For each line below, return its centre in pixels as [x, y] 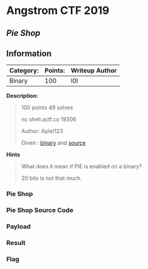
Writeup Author [94, 70]
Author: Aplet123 [42, 131]
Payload [18, 226]
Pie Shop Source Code [40, 210]
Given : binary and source [53, 143]
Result [16, 243]
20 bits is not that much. [51, 178]
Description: [22, 96]
